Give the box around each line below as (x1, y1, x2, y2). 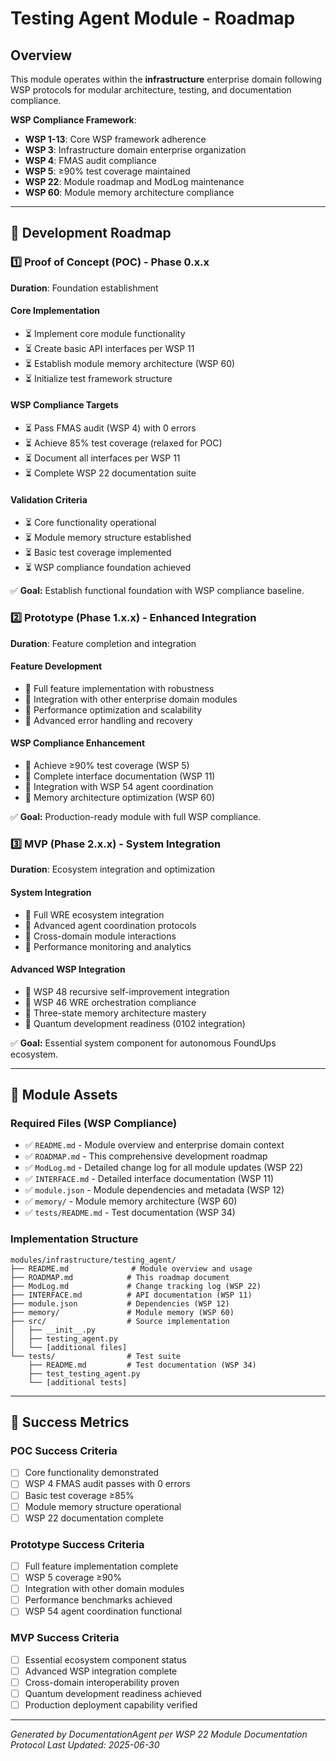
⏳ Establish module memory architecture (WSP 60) (24, 357, 236, 369)
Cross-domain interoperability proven (24, 1676, 180, 1688)
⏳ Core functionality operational (24, 517, 157, 529)
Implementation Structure (10, 1232, 139, 1246)
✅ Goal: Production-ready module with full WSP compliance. (10, 811, 262, 822)
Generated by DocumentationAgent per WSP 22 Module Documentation (10, 1728, 308, 1740)
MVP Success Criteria (10, 1631, 120, 1645)
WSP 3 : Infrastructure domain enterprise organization (24, 144, 247, 156)
